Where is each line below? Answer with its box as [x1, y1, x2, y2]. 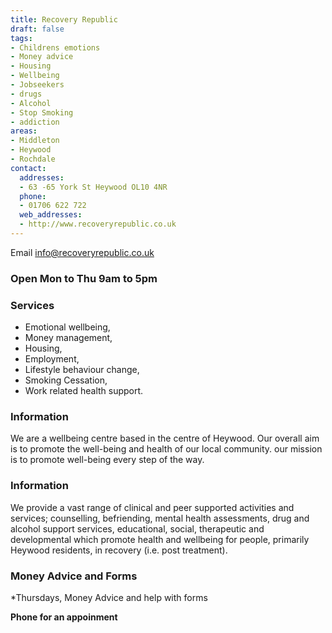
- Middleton [10, 136, 60, 146]
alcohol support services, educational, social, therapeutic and [10, 522, 265, 535]
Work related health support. [24, 385, 144, 397]
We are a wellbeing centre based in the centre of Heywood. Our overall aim [10, 432, 320, 445]
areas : [10, 126, 38, 136]
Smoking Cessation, [24, 374, 108, 386]
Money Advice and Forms [10, 569, 138, 583]
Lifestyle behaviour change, [24, 364, 140, 376]
